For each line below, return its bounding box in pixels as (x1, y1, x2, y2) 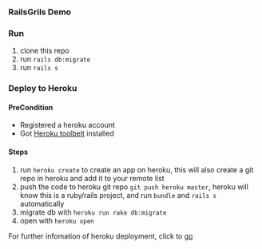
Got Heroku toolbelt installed (19, 128, 114, 138)
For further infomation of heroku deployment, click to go (8, 231, 193, 241)
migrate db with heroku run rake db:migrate (19, 207, 167, 217)
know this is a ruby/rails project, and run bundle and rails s (19, 190, 217, 200)
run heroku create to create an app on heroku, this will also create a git (19, 164, 254, 174)
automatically (19, 199, 65, 208)
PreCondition (8, 102, 54, 112)
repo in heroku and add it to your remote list (19, 173, 165, 183)
